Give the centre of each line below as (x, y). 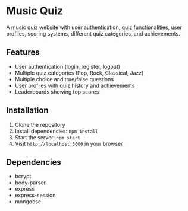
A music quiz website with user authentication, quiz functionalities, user (94, 27)
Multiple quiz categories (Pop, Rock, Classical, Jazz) (79, 73)
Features (23, 52)
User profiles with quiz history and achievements (75, 85)
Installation (27, 111)
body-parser (30, 183)
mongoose (28, 202)
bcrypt (23, 177)
